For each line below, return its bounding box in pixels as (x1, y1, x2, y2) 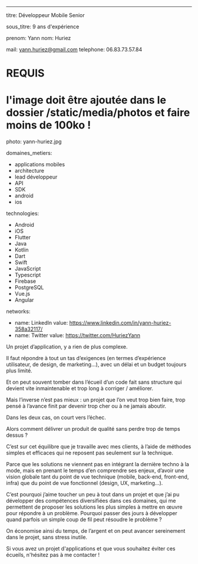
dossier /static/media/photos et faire (6, 106, 190, 120)
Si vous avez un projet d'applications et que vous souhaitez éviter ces (6, 545, 176, 552)
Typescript (14, 272, 41, 279)
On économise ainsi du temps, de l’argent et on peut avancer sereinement (6, 527, 186, 535)
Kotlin (14, 246, 29, 253)
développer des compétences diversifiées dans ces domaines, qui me (6, 497, 176, 504)
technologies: (6, 210, 39, 217)
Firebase (14, 278, 37, 285)
